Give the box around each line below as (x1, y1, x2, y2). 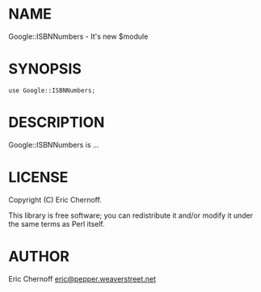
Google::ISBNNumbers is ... (8, 140, 99, 149)
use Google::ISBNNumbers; (8, 86, 95, 94)
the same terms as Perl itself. (8, 219, 105, 228)
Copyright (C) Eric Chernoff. (8, 194, 103, 204)
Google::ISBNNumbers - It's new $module (8, 31, 149, 41)
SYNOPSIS (8, 60, 82, 78)
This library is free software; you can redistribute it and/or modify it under (8, 211, 254, 220)
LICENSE (8, 169, 69, 186)
